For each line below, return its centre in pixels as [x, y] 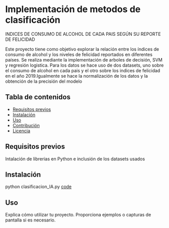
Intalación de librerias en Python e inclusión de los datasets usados [75, 159]
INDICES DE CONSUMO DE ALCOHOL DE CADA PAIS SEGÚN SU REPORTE [83, 34]
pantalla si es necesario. [31, 220]
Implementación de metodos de [73, 9]
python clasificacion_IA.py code [39, 187]
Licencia [21, 131]
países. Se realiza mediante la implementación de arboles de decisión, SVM [84, 60]
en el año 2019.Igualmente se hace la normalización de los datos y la [76, 76]
